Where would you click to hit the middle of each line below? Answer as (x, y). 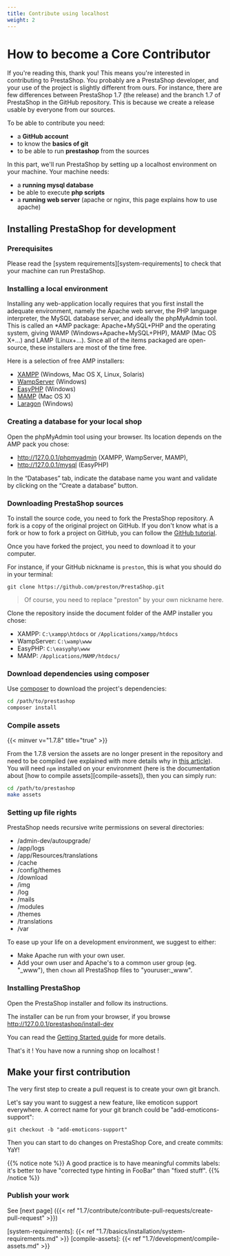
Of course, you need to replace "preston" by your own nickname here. (124, 600)
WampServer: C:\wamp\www (54, 641)
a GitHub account (43, 137)
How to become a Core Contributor (109, 54)
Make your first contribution (69, 1072)
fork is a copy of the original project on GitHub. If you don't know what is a (113, 526)
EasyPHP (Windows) (46, 389)
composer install (32, 708)
